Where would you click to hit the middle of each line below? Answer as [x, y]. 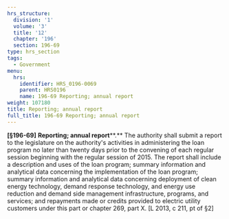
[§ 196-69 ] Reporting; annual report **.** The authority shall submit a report [115, 135]
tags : [15, 58]
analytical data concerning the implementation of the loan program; [102, 172]
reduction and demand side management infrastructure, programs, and [108, 194]
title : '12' [31, 33]
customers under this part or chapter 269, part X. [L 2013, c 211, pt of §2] [111, 208]
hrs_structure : [29, 13]
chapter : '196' [35, 39]
